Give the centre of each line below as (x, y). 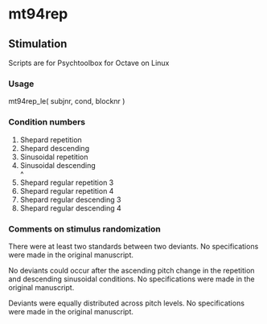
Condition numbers (47, 122)
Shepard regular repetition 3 (67, 183)
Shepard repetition (51, 139)
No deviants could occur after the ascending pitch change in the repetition (131, 270)
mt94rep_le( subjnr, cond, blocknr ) (67, 101)
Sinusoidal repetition (54, 157)
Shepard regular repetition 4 (67, 191)
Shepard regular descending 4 (71, 208)
